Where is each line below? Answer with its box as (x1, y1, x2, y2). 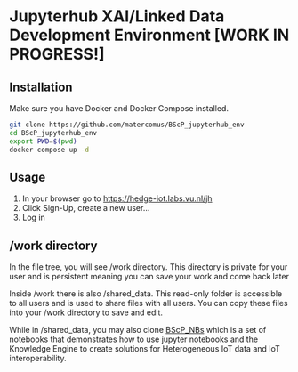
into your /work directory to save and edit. (9, 307, 163, 318)
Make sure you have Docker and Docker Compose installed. (9, 103, 230, 113)
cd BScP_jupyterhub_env (9, 128, 98, 137)
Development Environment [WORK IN (9, 25, 290, 45)
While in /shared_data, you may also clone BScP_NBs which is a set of (9, 325, 267, 336)
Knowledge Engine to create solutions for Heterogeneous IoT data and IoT (9, 344, 280, 354)
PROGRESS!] (9, 44, 105, 64)
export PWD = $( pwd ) (9, 136, 77, 146)
